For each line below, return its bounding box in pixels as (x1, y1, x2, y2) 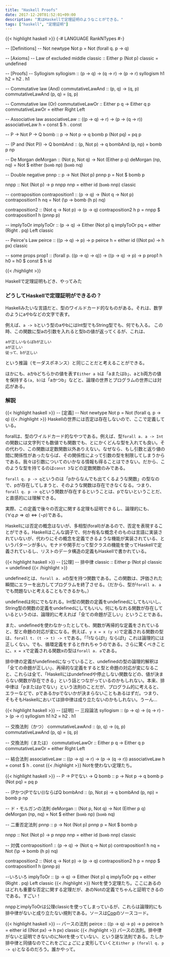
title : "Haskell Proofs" (5, 7, 58, 13)
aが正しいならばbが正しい (5, 339, 52, 345)
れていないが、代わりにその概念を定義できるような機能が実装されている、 (5, 535, 161, 541)
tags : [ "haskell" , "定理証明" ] (5, 21, 69, 27)
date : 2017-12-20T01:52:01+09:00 (5, 12, 76, 17)
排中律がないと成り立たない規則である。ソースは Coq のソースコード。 (5, 910, 151, 916)
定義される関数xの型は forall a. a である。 (29, 647, 120, 654)
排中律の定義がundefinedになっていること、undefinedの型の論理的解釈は (5, 658, 159, 664)
